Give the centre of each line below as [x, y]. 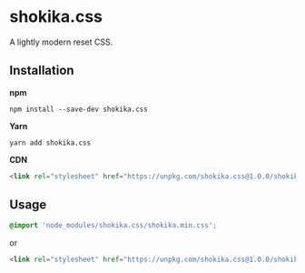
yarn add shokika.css [50, 143]
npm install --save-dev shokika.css [79, 109]
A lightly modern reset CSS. [61, 42]
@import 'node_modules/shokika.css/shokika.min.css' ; [113, 226]
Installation [42, 71]
